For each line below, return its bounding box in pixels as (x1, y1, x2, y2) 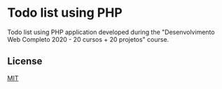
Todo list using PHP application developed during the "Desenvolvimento (7, 28, 215, 36)
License (7, 56, 43, 67)
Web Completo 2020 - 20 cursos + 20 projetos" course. (7, 35, 169, 43)
